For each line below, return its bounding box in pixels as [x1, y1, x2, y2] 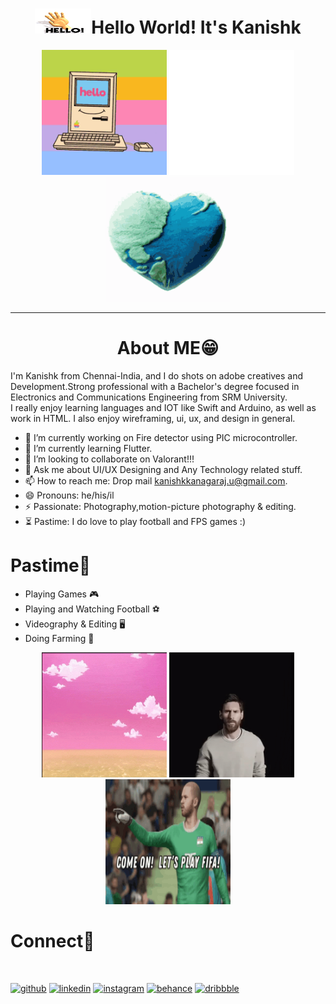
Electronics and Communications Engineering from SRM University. [10, 391, 288, 403]
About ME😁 [116, 337, 220, 360]
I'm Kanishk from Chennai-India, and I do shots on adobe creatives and [10, 369, 304, 382]
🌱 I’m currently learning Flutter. [24, 442, 153, 454]
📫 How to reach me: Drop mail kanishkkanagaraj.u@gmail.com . [24, 474, 288, 487]
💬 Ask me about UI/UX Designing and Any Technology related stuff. [24, 463, 303, 475]
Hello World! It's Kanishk [91, 16, 302, 39]
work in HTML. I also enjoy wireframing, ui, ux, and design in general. [10, 412, 296, 424]
